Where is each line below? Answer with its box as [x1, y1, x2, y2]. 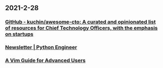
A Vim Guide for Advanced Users [5, 57, 86, 64]
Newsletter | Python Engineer [5, 44, 77, 51]
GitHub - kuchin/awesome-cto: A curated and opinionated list [5, 19, 156, 25]
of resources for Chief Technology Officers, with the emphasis [5, 24, 158, 31]
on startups [5, 31, 33, 38]
